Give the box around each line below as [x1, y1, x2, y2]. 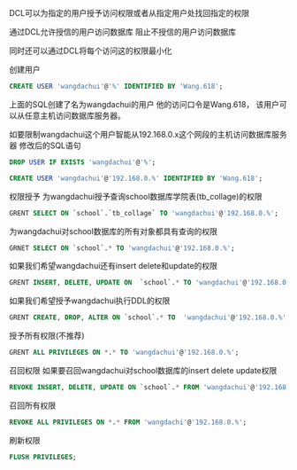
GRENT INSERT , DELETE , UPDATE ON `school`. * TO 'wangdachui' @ [9, 278, 247, 287]
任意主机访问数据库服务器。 [24, 110, 126, 121]
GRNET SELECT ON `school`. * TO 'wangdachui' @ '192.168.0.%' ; [9, 243, 236, 253]
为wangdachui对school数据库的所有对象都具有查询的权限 [9, 225, 218, 237]
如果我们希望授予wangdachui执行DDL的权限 [9, 295, 171, 306]
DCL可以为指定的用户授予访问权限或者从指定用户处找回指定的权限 [9, 8, 250, 18]
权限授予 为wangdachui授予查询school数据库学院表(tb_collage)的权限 [9, 191, 263, 201]
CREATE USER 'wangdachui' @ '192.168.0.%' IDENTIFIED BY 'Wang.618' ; [9, 174, 263, 183]
